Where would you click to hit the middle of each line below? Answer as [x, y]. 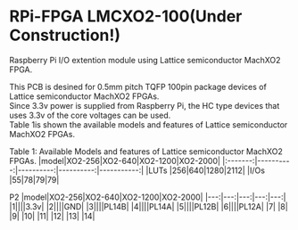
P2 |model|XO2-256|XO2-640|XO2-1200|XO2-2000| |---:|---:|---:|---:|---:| [148, 197]
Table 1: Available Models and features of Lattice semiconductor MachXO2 [146, 151]
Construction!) [65, 35]
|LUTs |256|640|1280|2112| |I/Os [206, 170]
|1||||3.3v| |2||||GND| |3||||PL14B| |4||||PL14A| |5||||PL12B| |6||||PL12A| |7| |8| [149, 206]
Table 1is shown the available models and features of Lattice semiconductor [149, 124]
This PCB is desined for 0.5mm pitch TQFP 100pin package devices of [138, 86]
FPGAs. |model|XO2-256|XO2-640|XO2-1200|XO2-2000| [115, 160]
